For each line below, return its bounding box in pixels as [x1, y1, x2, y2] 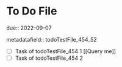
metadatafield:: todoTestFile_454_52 [6, 36, 98, 43]
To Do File [6, 4, 57, 18]
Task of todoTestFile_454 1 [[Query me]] [15, 47, 116, 55]
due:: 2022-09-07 [6, 24, 52, 31]
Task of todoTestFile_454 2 [15, 54, 84, 62]
